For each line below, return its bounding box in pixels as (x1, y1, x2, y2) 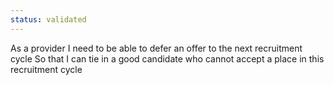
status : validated (10, 14, 87, 25)
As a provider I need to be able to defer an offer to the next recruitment (10, 42, 303, 54)
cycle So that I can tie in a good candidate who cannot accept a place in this (10, 52, 325, 65)
